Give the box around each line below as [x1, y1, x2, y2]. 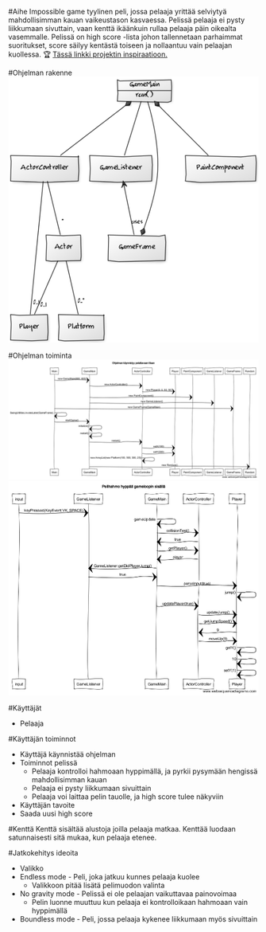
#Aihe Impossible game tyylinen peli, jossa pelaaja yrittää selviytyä [8, 7, 227, 16]
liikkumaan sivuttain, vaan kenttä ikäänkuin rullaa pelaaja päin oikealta [8, 24, 237, 33]
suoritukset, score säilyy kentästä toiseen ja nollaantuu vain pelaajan [8, 41, 233, 50]
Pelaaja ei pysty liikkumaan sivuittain [31, 783, 152, 793]
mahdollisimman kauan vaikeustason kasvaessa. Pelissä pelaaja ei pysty [8, 15, 245, 25]
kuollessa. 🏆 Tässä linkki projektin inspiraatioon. [8, 49, 168, 59]
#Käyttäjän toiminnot [8, 734, 76, 743]
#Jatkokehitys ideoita [8, 848, 79, 857]
